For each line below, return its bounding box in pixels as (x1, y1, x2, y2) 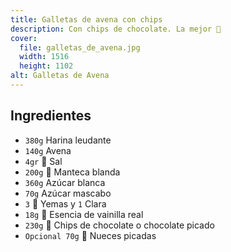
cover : (10, 33, 38, 43)
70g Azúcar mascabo (24, 187, 112, 199)
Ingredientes (10, 107, 92, 125)
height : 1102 (19, 61, 74, 71)
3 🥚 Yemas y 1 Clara (24, 197, 107, 210)
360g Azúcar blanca (24, 176, 106, 188)
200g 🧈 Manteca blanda (24, 166, 121, 178)
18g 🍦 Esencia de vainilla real (24, 208, 144, 220)
